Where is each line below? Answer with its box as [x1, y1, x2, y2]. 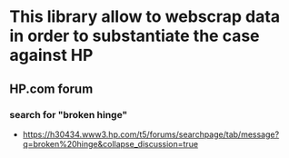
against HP [9, 45, 94, 65]
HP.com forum [9, 81, 94, 96]
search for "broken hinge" [9, 108, 128, 121]
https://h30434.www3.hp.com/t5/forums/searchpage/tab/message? [22, 129, 280, 140]
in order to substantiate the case [9, 25, 261, 46]
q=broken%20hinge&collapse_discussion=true [22, 138, 198, 149]
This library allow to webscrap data [9, 6, 280, 27]
